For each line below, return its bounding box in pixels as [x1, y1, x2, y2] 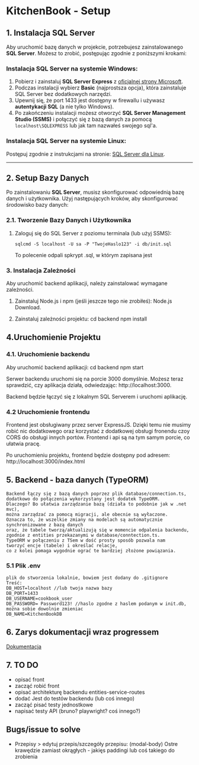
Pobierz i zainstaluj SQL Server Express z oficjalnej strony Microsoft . [14, 78, 184, 85]
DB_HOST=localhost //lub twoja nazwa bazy [6, 585, 113, 591]
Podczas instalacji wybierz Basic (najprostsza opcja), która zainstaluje [14, 84, 187, 91]
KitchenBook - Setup [6, 4, 111, 18]
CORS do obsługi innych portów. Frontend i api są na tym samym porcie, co [6, 434, 191, 441]
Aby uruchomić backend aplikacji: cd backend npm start [6, 363, 144, 371]
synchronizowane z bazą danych [6, 521, 84, 528]
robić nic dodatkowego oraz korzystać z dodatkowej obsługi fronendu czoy [6, 427, 190, 434]
